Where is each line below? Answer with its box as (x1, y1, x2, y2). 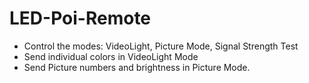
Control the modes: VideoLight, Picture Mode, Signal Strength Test (23, 40, 299, 52)
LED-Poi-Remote (9, 7, 152, 30)
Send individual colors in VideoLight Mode (23, 50, 199, 62)
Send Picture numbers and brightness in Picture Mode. (23, 61, 251, 73)
